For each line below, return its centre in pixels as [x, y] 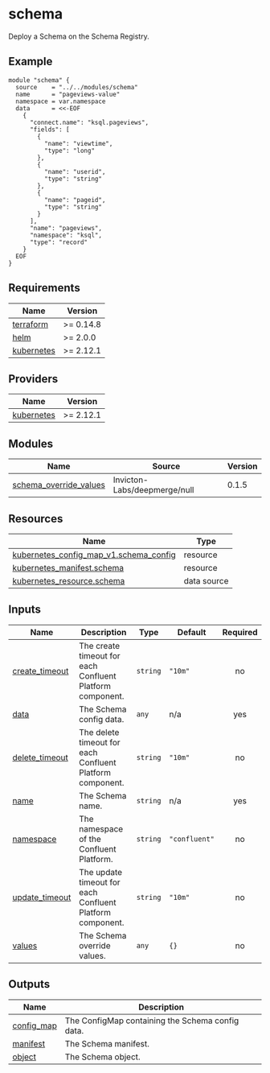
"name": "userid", [75, 171]
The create [100, 646]
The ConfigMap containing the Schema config [152, 1021]
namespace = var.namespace [61, 101]
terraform [31, 324]
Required [240, 632]
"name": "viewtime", [78, 143]
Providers [33, 379]
